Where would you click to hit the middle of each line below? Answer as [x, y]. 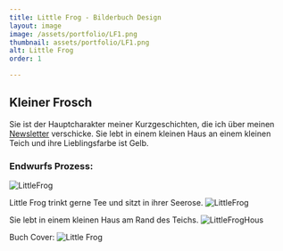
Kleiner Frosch [51, 103]
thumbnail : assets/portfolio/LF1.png [79, 42]
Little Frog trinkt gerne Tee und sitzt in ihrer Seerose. [106, 203]
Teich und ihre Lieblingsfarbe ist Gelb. [79, 142]
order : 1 [25, 59]
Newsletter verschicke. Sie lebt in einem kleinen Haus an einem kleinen [140, 134]
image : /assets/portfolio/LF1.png [74, 34]
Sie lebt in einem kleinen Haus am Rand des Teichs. [104, 220]
